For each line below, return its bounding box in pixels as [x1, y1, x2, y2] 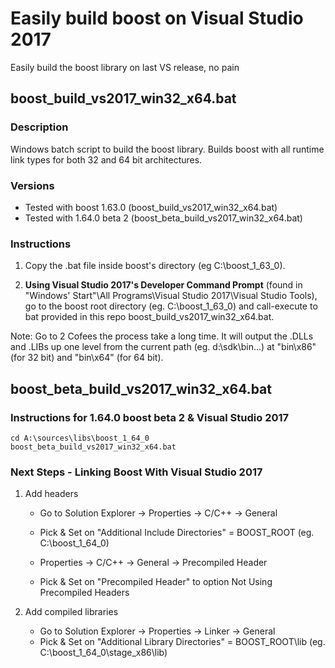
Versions [10, 178, 55, 192]
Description [10, 120, 69, 134]
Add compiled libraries [24, 606, 119, 618]
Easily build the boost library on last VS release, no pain [10, 61, 240, 73]
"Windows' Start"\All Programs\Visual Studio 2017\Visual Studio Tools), [24, 290, 318, 302]
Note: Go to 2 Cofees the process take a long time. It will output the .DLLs [10, 330, 314, 342]
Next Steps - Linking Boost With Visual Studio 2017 [10, 465, 263, 479]
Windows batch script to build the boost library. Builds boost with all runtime [10, 143, 325, 155]
